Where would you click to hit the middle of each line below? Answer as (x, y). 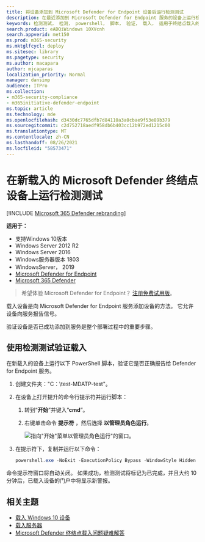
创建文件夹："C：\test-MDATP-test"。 (63, 384)
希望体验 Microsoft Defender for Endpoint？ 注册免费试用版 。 (98, 293)
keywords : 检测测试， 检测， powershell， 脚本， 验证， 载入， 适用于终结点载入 (101, 23)
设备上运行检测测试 (55, 196)
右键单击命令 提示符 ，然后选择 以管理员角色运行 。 (88, 423)
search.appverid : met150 (38, 35)
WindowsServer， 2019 (45, 267)
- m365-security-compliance (42, 97)
